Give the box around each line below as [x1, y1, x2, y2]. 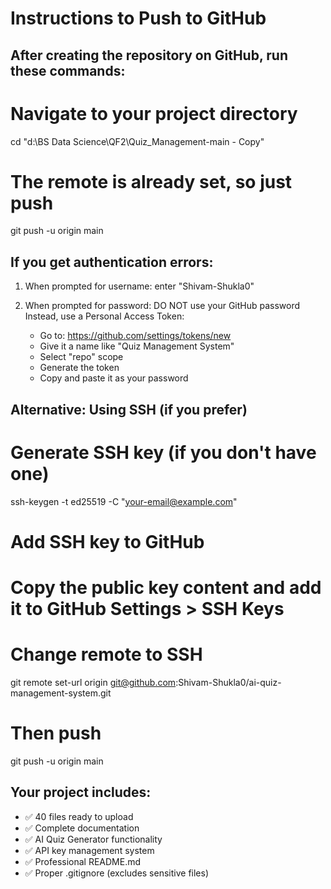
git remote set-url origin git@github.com [10, 676, 177, 688]
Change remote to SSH [10, 643, 203, 666]
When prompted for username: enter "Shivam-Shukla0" [24, 280, 255, 292]
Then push [10, 722, 102, 745]
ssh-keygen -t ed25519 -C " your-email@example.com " [10, 495, 238, 507]
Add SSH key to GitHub [10, 530, 205, 553]
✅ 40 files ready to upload [24, 810, 134, 822]
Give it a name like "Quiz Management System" [39, 340, 235, 352]
